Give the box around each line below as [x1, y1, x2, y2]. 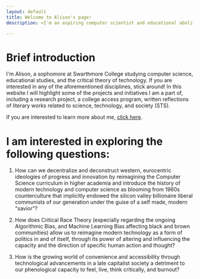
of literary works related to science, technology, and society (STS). [6, 102, 171, 109]
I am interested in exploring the [6, 135, 163, 148]
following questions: [6, 147, 110, 161]
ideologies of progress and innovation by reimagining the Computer [14, 173, 181, 181]
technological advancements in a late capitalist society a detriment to [14, 260, 185, 267]
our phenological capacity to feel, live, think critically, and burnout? [14, 266, 180, 273]
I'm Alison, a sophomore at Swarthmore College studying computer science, [6, 70, 193, 77]
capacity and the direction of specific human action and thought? [14, 242, 176, 249]
